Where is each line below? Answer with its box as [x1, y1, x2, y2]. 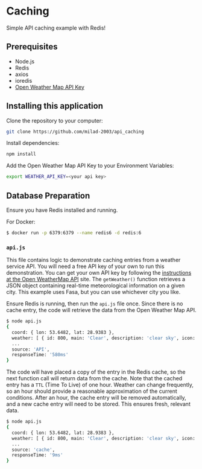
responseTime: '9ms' [11, 452, 63, 458]
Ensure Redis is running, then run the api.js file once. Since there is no [6, 300, 183, 307]
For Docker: [6, 219, 36, 225]
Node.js [14, 57, 35, 65]
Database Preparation [6, 190, 90, 200]
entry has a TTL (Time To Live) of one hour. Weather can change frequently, [6, 381, 194, 389]
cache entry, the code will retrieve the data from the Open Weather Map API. [6, 307, 197, 314]
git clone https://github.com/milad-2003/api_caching [6, 129, 145, 135]
